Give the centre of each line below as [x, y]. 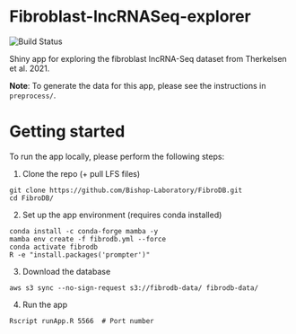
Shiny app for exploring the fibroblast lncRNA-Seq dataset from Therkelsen [148, 58]
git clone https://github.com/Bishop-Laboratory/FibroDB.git [126, 190]
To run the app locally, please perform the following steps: [117, 156]
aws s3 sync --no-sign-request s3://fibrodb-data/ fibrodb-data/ [134, 288]
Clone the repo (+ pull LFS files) [81, 173]
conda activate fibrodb [54, 247]
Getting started [67, 132]
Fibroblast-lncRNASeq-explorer [130, 17]
